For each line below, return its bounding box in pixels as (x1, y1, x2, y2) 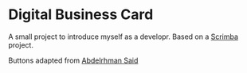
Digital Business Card (8, 6, 154, 24)
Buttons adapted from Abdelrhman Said (8, 56, 139, 65)
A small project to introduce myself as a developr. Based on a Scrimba (8, 32, 239, 41)
